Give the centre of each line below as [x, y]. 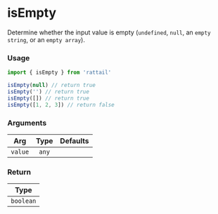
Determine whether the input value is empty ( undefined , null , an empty [109, 32]
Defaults [74, 140]
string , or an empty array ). [46, 39]
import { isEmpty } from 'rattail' [59, 73]
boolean [24, 201]
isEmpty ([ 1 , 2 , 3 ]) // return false [61, 105]
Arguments [27, 123]
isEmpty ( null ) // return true [52, 86]
